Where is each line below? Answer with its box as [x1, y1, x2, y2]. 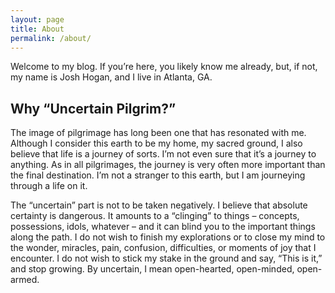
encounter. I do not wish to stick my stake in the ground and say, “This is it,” [10, 252, 323, 265]
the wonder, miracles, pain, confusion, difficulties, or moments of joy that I [10, 242, 317, 254]
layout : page [10, 14, 65, 25]
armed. [10, 274, 40, 286]
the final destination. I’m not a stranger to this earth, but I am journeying [10, 169, 306, 181]
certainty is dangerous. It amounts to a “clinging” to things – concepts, [10, 210, 300, 222]
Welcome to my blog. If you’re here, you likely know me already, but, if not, [10, 61, 318, 73]
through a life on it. [10, 180, 88, 192]
